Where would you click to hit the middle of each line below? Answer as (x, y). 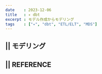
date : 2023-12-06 (28, 10)
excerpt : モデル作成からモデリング (40, 19)
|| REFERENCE (28, 65)
